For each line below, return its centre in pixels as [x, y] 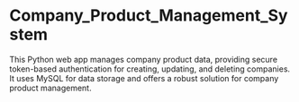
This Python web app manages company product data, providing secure [143, 59]
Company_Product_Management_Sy [149, 16]
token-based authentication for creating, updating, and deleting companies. [150, 69]
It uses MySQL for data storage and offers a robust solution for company [144, 78]
